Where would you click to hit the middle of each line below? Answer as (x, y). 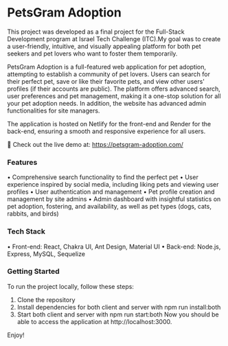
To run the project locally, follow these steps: (70, 286)
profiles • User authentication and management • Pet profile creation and (111, 192)
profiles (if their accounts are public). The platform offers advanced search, (114, 89)
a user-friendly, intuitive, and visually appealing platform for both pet (104, 46)
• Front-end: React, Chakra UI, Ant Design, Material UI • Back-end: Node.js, (114, 246)
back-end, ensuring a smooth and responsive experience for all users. (106, 131)
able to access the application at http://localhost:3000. (94, 321)
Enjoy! (16, 335)
